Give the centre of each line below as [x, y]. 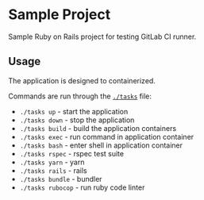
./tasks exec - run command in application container [107, 137]
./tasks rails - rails [53, 170]
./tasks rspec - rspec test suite [72, 153]
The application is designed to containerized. [82, 80]
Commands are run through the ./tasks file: [80, 96]
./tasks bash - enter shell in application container [101, 145]
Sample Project [60, 15]
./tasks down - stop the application [77, 120]
